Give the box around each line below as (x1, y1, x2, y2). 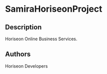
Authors (5, 50, 31, 58)
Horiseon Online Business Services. (5, 36, 78, 42)
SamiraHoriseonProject (5, 3, 103, 15)
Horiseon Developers (5, 63, 48, 69)
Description (5, 23, 42, 31)
